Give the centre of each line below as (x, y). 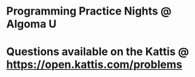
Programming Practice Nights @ (89, 11)
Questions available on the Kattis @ (98, 52)
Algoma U (31, 24)
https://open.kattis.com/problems (94, 65)
